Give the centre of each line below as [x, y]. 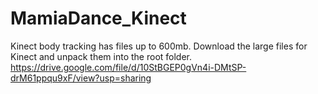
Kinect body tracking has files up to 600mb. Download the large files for [159, 46]
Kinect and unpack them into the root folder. [101, 56]
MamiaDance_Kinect [98, 18]
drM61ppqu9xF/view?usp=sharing [81, 78]
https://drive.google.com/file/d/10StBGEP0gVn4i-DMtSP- [128, 67]
